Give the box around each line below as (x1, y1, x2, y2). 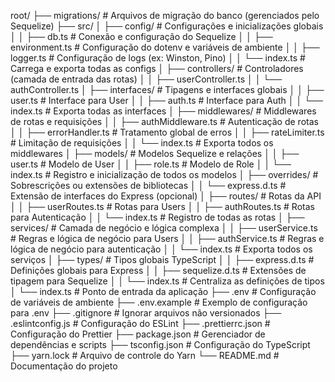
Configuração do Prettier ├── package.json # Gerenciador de (10, 328, 266, 340)
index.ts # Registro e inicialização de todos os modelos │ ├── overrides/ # (10, 169, 319, 180)
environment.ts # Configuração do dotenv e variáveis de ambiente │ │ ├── (10, 41, 320, 53)
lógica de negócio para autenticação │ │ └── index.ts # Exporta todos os (10, 243, 313, 255)
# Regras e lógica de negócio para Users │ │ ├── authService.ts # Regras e (10, 233, 325, 244)
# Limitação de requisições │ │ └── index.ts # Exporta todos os (10, 137, 274, 149)
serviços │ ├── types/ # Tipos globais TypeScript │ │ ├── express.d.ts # (10, 254, 315, 265)
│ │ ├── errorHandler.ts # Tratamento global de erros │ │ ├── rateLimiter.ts (10, 126, 325, 138)
